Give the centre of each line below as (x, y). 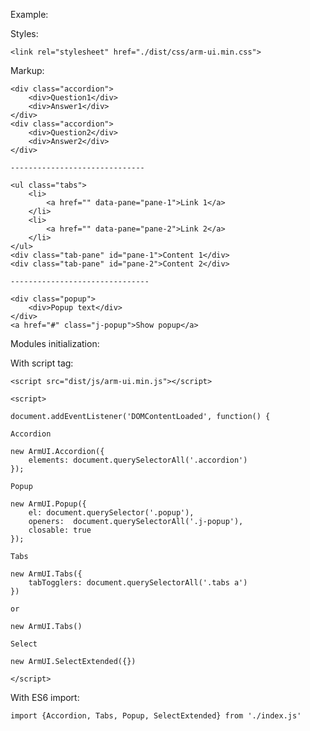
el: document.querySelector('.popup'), (111, 513)
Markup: (27, 70)
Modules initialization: (55, 343)
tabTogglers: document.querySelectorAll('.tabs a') (138, 583)
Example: (29, 14)
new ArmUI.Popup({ (48, 504)
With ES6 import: (45, 697)
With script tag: (42, 363)
